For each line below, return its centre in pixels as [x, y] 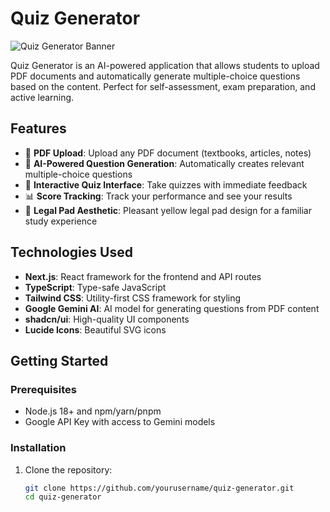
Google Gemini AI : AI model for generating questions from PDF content [172, 308]
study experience [61, 221]
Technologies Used [71, 252]
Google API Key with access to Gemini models [120, 422]
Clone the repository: [68, 469]
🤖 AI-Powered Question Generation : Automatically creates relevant [164, 163]
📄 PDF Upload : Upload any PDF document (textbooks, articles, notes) [168, 153]
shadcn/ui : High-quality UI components [107, 319]
